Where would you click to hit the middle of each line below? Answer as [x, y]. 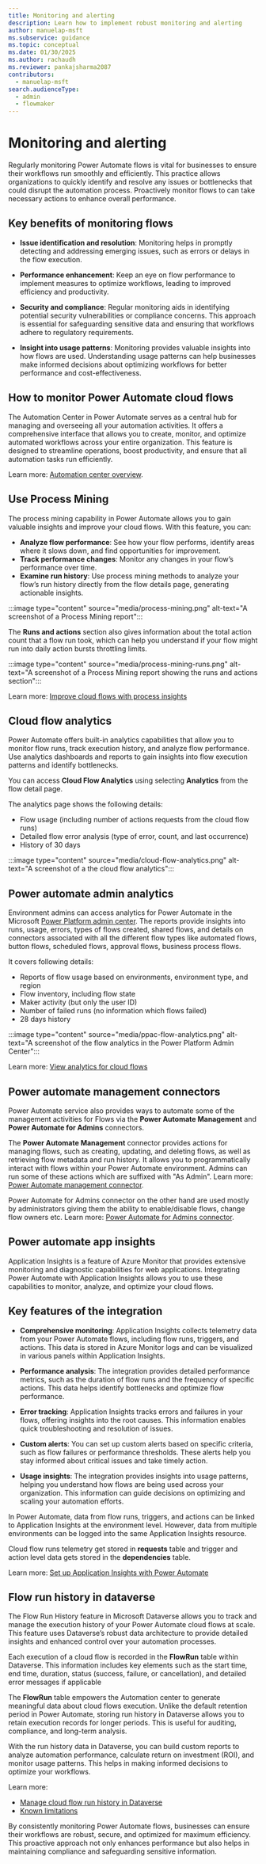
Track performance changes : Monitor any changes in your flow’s [126, 558]
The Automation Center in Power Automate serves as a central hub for [123, 417]
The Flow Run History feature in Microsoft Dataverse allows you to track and [133, 1616]
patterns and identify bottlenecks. [63, 765]
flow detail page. [36, 789]
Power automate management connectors [114, 1091]
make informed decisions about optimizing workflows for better [123, 364]
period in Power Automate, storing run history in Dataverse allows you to [126, 1714]
